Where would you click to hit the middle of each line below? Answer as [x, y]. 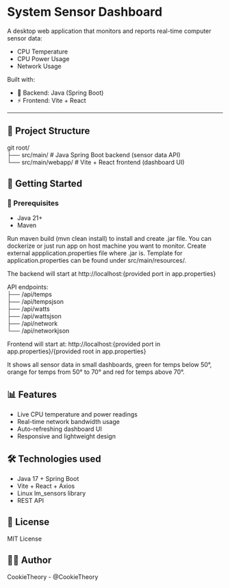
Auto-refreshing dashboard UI [60, 429]
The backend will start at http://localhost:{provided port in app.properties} [112, 274]
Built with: [21, 79]
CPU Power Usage [43, 58]
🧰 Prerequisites [33, 203]
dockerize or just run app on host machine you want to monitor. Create [107, 246]
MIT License [25, 539]
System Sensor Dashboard [85, 12]
